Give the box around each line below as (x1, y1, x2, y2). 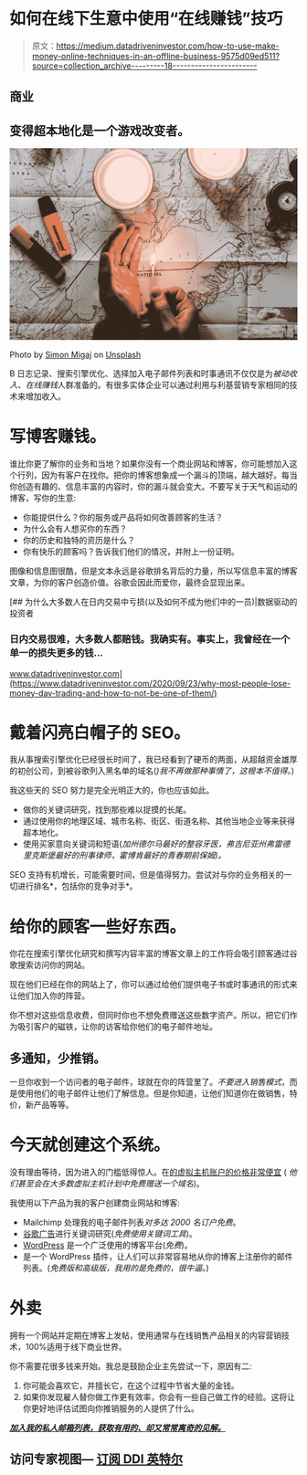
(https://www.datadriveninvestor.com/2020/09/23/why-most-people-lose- (9, 678, 291, 689)
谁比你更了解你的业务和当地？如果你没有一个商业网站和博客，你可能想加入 (9, 458, 290, 469)
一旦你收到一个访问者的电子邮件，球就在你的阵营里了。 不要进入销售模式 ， (9, 1077, 290, 1088)
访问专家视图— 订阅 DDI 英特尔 (9, 1451, 184, 1467)
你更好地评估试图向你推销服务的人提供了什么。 (22, 1403, 199, 1414)
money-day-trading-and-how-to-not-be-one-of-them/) (9, 687, 217, 699)
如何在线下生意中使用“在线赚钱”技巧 (9, 8, 283, 29)
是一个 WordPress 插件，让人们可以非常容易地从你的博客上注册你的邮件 (22, 1251, 293, 1262)
